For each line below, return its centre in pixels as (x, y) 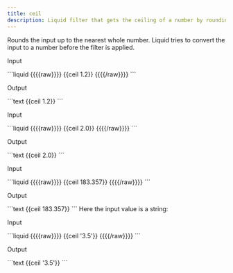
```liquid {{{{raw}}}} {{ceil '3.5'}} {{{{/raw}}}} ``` (74, 235)
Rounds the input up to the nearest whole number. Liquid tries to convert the (116, 40)
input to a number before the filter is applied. (71, 47)
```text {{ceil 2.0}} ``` (36, 155)
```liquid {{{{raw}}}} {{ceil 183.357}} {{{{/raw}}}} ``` (79, 182)
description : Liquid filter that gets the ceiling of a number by (105, 20)
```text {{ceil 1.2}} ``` (35, 101)
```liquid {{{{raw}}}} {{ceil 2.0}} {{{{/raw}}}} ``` (72, 128)
